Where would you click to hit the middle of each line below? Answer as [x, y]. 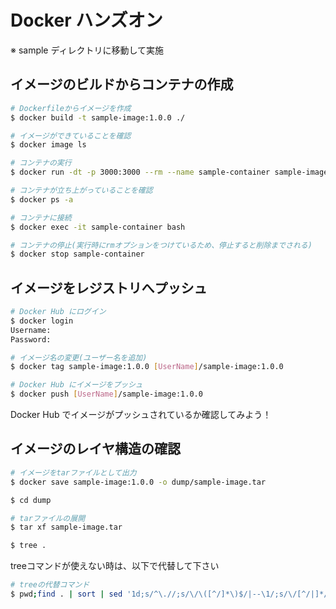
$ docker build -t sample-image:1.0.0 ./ [98, 117]
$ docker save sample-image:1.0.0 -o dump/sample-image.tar [138, 482]
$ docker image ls [48, 145]
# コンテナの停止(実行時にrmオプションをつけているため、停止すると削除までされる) [161, 245]
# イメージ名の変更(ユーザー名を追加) [79, 357]
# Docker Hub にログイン [58, 312]
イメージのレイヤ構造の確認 [95, 449]
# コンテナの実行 [41, 163]
